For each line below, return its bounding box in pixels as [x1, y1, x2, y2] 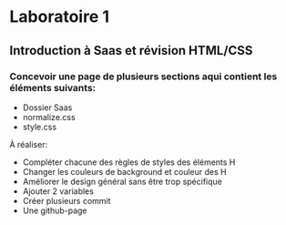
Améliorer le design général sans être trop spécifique [22, 176, 223, 187]
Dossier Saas [22, 102, 73, 113]
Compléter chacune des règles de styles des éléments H [22, 157, 236, 168]
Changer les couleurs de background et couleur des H [22, 166, 227, 177]
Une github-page [22, 205, 88, 216]
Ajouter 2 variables [22, 185, 94, 197]
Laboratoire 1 [9, 6, 110, 27]
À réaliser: [9, 138, 48, 149]
